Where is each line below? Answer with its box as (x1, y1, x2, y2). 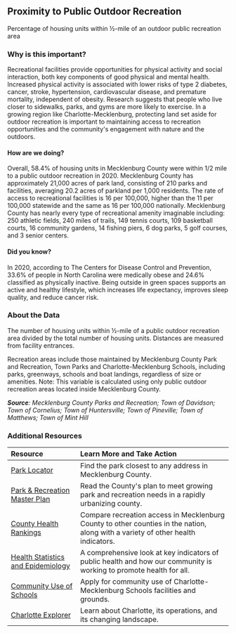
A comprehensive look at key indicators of (80, 548, 219, 558)
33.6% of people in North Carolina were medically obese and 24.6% (7, 270, 205, 279)
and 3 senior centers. (7, 231, 69, 240)
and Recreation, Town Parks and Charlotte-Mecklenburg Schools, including (7, 362, 226, 371)
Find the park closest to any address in (80, 461, 209, 471)
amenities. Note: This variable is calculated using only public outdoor (7, 377, 207, 386)
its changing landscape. (80, 615, 159, 625)
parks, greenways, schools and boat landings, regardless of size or (7, 370, 202, 378)
